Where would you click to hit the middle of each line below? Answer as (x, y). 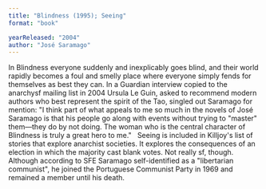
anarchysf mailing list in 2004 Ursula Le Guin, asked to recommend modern (133, 93)
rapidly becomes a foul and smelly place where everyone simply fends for (130, 76)
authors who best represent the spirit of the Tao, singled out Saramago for (131, 101)
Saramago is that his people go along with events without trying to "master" (133, 118)
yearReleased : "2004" (44, 37)
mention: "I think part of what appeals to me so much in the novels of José (131, 110)
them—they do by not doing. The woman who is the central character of (127, 127)
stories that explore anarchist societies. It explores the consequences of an (132, 144)
